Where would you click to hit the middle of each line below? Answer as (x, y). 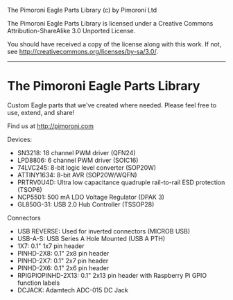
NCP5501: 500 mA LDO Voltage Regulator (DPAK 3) (91, 197)
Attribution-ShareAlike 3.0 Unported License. (71, 31)
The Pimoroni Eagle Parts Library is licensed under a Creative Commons (110, 23)
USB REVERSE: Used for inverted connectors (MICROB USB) (104, 231)
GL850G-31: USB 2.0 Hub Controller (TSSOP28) (86, 204)
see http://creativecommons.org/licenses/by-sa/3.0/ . (83, 52)
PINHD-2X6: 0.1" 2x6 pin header (63, 268)
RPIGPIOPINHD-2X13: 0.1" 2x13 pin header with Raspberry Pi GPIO (112, 275)
